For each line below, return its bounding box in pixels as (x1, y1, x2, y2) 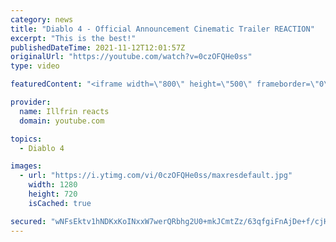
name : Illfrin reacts (19, 106, 110, 116)
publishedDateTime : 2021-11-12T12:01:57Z (10, 42, 186, 53)
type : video (10, 61, 60, 71)
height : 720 (28, 189, 78, 199)
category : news (10, 14, 74, 25)
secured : (10, 216, 47, 226)
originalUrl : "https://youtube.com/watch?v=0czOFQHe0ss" (10, 52, 253, 62)
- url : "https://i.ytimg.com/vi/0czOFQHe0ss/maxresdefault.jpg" (19, 171, 293, 181)
